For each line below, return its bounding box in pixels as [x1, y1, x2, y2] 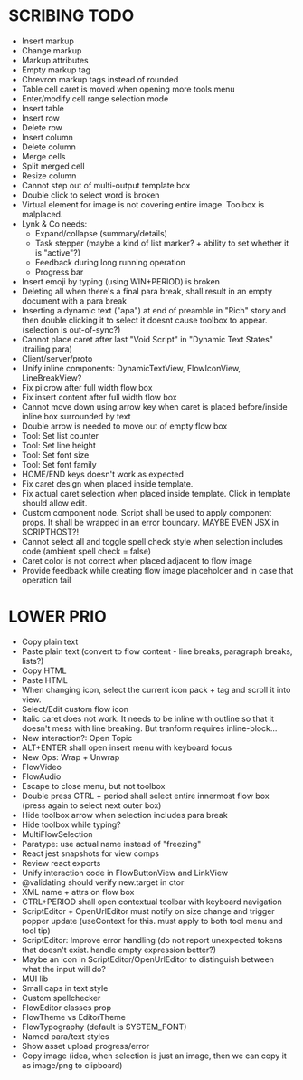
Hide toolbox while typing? [21, 819, 121, 830]
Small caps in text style [21, 982, 109, 993]
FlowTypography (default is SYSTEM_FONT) [21, 1021, 187, 1032]
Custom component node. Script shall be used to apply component [21, 506, 272, 517]
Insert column [21, 131, 73, 142]
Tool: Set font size [21, 449, 90, 460]
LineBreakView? [21, 372, 82, 383]
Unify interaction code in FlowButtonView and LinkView [21, 867, 228, 878]
